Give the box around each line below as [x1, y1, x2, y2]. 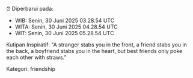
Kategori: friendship [6, 65, 56, 72]
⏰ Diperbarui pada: [6, 5, 54, 12]
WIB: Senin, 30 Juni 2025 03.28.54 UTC [14, 17, 115, 24]
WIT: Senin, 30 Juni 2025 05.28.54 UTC [14, 30, 114, 36]
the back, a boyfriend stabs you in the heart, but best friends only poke [6, 48, 183, 54]
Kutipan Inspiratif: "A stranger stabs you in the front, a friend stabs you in [6, 41, 188, 48]
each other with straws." [6, 54, 67, 61]
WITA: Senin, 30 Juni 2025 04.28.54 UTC [14, 23, 118, 30]
